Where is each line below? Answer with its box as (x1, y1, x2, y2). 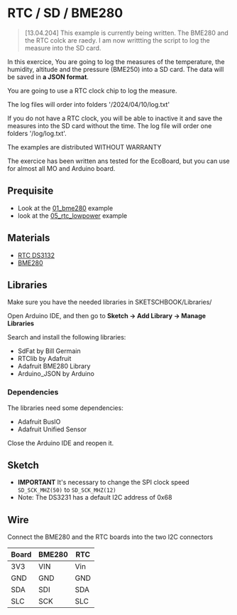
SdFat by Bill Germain (17, 347, 81, 355)
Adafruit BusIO (17, 417, 61, 426)
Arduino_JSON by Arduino (17, 369, 94, 378)
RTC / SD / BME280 (7, 5, 123, 21)
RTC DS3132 (17, 251, 55, 259)
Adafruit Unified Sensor (17, 425, 87, 433)
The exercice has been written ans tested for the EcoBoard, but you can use (7, 157, 230, 165)
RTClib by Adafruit (17, 354, 72, 363)
